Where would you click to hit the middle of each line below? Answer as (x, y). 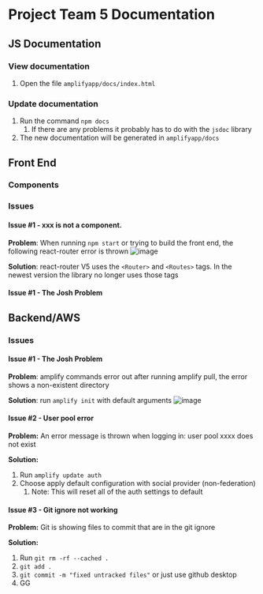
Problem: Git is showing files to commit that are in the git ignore (112, 528)
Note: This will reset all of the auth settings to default (117, 491)
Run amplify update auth (61, 475)
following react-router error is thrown (68, 251)
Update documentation (53, 103)
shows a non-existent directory (59, 385)
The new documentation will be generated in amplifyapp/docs (119, 138)
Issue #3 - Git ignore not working (63, 509)
